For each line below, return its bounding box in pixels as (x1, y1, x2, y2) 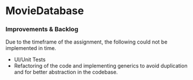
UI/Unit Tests (13, 56, 46, 63)
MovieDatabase (5, 4, 84, 18)
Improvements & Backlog (5, 25, 79, 34)
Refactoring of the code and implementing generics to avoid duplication (13, 62, 188, 69)
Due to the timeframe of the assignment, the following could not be (5, 38, 168, 45)
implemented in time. (5, 45, 56, 52)
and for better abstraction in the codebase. (13, 69, 118, 76)
